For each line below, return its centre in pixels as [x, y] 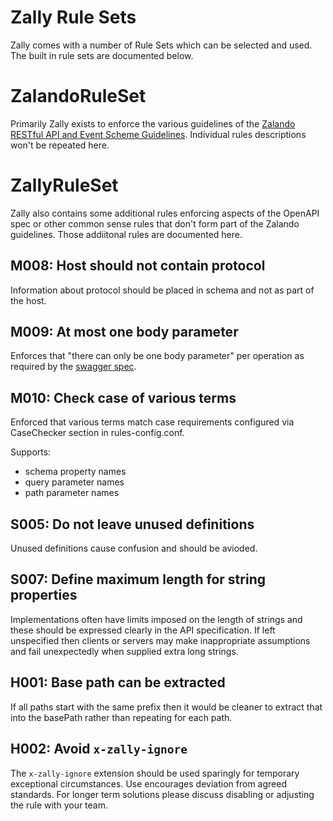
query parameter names [74, 482]
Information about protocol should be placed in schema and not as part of [162, 290]
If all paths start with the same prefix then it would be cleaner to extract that [166, 707]
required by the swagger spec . [73, 367]
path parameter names [72, 493]
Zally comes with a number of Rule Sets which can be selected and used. [161, 45]
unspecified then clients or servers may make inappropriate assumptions [160, 640]
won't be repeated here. [60, 145]
